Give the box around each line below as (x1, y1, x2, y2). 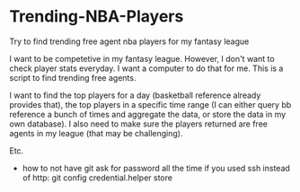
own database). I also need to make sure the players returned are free (9, 118, 268, 129)
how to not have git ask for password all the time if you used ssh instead (22, 162, 290, 173)
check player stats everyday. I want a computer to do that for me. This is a (9, 63, 284, 74)
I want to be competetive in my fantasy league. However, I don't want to (9, 53, 276, 64)
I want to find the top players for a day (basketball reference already (9, 90, 261, 100)
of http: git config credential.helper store (22, 172, 173, 183)
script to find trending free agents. (9, 72, 137, 83)
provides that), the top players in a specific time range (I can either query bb (9, 99, 292, 109)
